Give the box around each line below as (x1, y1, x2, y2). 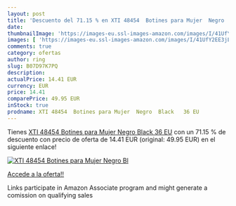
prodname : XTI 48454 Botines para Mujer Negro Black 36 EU (7, 108, 199, 115)
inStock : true (7, 102, 49, 109)
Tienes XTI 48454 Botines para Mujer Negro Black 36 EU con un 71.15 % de (7, 127, 226, 136)
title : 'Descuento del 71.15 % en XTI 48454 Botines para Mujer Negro (7, 17, 225, 24)
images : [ (7, 37, 37, 44)
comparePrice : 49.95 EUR (7, 96, 80, 103)
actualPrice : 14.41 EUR (7, 75, 77, 83)
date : (7, 23, 23, 30)
